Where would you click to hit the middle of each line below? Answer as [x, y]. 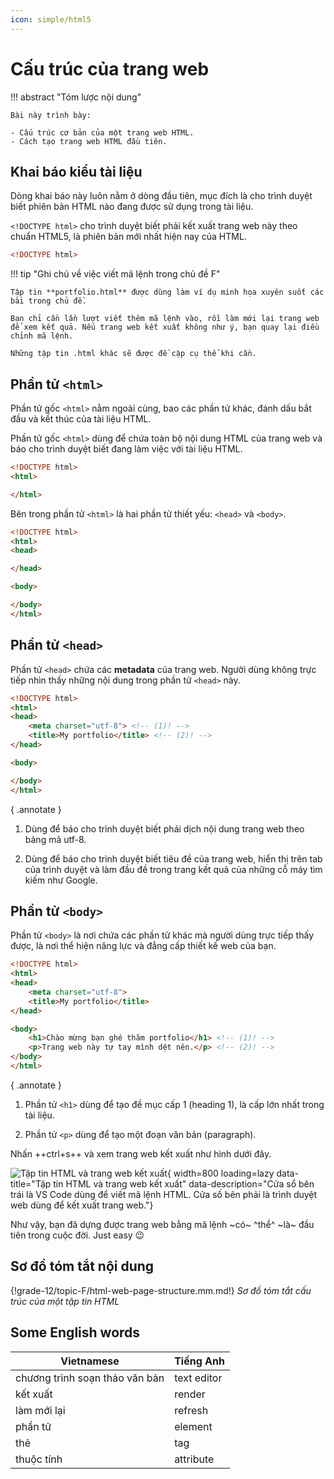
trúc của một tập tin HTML [65, 1301]
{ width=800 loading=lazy [220, 1173]
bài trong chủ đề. [48, 301]
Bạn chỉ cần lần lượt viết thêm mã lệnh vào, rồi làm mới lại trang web [165, 319]
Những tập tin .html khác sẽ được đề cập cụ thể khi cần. [133, 354]
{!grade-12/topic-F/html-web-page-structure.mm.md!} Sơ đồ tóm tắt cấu [161, 1290]
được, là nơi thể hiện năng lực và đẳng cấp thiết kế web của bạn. [143, 946]
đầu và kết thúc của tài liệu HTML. [81, 419]
